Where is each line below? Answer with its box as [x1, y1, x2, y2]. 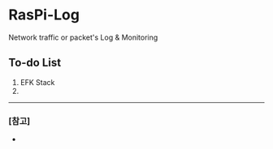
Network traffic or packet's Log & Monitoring [8, 32, 158, 42]
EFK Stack [19, 77, 55, 87]
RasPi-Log [8, 6, 80, 24]
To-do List [8, 56, 62, 70]
